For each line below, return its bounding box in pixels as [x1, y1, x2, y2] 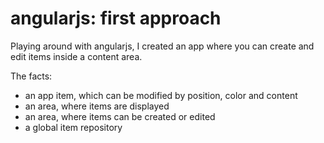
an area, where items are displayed [24, 100, 170, 112]
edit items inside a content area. [10, 50, 143, 62]
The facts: [10, 70, 53, 82]
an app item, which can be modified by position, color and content [24, 89, 298, 101]
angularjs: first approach [10, 7, 222, 30]
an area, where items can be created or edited [24, 110, 216, 122]
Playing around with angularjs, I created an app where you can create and [10, 40, 315, 52]
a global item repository [24, 121, 123, 133]
